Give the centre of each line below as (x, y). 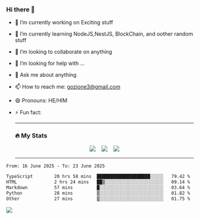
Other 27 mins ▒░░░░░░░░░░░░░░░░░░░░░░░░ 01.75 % (98, 199)
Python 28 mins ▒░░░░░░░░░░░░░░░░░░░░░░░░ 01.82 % (98, 193)
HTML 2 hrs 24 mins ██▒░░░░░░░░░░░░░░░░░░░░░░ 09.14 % (98, 182)
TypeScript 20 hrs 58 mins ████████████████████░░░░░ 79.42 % (98, 177)
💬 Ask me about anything (46, 75)
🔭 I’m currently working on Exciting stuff (64, 23)
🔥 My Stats (31, 136)
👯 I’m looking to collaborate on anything (63, 52)
